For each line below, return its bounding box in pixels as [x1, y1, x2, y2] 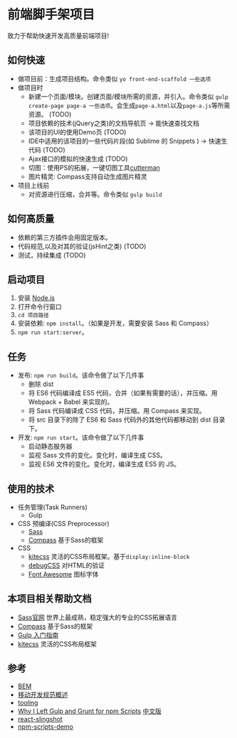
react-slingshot [17, 715, 63, 723]
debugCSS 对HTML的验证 [28, 561, 105, 569]
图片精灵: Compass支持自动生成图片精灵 [28, 172, 147, 181]
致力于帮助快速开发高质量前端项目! [7, 31, 110, 40]
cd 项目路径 [17, 312, 49, 319]
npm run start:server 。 [17, 328, 88, 336]
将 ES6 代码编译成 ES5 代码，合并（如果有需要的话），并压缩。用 [28, 389, 218, 397]
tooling [17, 698, 38, 707]
